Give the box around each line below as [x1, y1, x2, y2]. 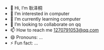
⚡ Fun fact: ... [10, 40, 38, 46]
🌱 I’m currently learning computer [10, 16, 81, 22]
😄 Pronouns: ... [10, 34, 43, 40]
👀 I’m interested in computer [10, 11, 70, 17]
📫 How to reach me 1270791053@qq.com [10, 27, 99, 33]
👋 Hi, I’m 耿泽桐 [10, 5, 43, 11]
